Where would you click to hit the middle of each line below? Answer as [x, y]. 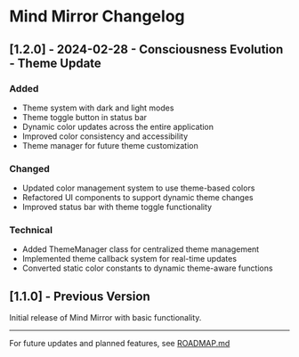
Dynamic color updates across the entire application [118, 126]
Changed [30, 168]
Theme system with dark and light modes [98, 108]
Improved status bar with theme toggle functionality [117, 207]
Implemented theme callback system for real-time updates [129, 259]
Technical [31, 231]
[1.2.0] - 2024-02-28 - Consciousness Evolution [146, 49]
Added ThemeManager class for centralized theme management [141, 249]
